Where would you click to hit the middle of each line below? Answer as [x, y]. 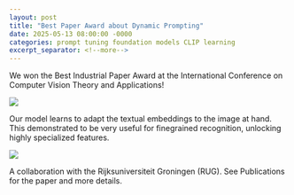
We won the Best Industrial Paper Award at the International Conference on [146, 75]
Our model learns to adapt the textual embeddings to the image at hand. [141, 119]
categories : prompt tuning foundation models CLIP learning [123, 42]
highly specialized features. [59, 137]
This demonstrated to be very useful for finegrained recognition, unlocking [145, 129]
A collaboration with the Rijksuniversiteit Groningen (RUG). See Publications [147, 172]
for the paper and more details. [66, 181]
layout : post [33, 17]
